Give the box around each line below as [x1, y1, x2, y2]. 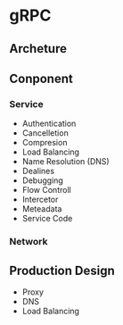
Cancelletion [21, 128, 69, 138]
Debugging [21, 175, 64, 186]
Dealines [21, 166, 55, 177]
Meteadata [21, 204, 62, 214]
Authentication [21, 118, 77, 129]
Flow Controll [21, 185, 71, 196]
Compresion [21, 137, 68, 148]
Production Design [9, 262, 115, 278]
